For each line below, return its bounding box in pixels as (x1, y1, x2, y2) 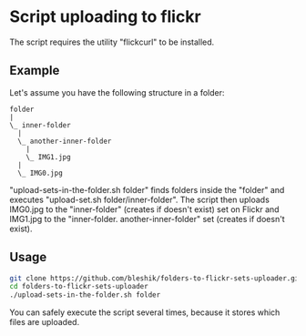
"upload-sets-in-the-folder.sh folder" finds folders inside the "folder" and (9, 184, 285, 195)
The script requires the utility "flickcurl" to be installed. (9, 36, 215, 47)
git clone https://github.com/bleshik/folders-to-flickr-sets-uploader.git (9, 273, 303, 283)
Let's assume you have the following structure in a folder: (9, 87, 225, 97)
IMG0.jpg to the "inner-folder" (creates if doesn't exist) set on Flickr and (9, 203, 280, 215)
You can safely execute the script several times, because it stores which (9, 307, 280, 318)
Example (9, 63, 60, 78)
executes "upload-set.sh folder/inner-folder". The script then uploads (9, 194, 270, 205)
